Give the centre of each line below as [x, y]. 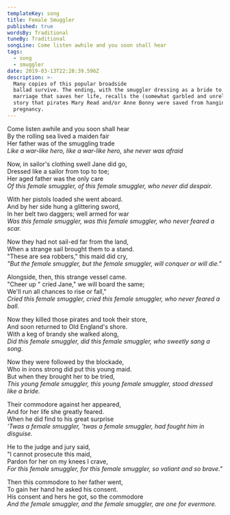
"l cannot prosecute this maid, [50, 454]
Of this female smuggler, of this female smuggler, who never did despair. [110, 185]
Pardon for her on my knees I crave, [57, 461]
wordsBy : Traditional [38, 33]
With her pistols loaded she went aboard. [65, 199]
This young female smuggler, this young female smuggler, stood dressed [110, 384]
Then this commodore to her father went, [65, 482]
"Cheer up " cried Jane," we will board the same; [76, 284]
